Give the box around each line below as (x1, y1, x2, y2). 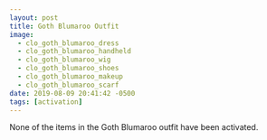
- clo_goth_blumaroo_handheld (17, 47, 131, 56)
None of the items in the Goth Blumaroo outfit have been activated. (9, 122, 259, 133)
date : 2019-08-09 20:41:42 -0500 (9, 89, 136, 98)
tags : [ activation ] (9, 97, 83, 107)
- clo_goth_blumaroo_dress (17, 38, 119, 48)
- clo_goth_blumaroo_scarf (17, 80, 119, 89)
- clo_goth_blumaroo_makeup (17, 72, 124, 81)
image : (9, 30, 34, 39)
